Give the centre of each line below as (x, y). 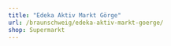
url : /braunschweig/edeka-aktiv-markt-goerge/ (86, 23)
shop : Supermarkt (37, 30)
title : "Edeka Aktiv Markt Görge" (65, 15)
